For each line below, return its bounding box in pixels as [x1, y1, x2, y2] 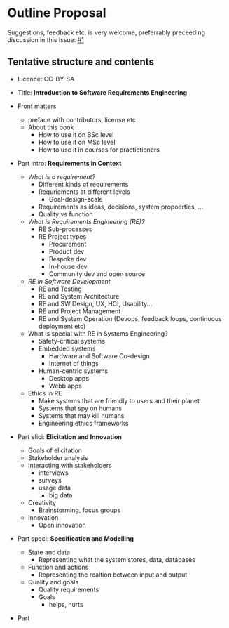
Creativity [27, 498, 56, 506]
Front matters [17, 102, 57, 110]
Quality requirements [38, 585, 99, 594]
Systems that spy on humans [38, 404, 123, 412]
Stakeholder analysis [27, 453, 89, 462]
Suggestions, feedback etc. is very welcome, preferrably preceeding [7, 28, 205, 37]
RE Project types [38, 232, 87, 240]
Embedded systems [38, 344, 96, 353]
